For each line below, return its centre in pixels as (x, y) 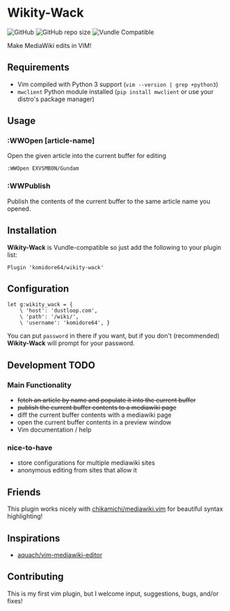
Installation (32, 231)
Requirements (38, 68)
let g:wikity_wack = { (40, 305)
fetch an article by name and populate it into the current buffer (106, 400)
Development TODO (51, 365)
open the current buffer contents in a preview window (94, 422)
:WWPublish (29, 186)
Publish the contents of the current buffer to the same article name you (109, 201)
